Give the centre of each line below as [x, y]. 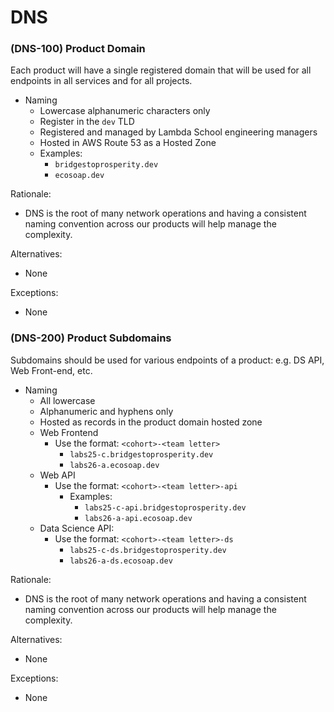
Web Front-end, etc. [51, 370]
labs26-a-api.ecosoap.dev [138, 518]
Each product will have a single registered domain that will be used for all [161, 70]
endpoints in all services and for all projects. [101, 81]
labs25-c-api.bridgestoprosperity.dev [165, 507]
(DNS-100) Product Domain [78, 49]
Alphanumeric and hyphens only [106, 411]
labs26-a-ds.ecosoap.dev [121, 561]
